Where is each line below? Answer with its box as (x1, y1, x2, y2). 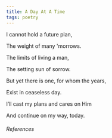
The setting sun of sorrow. (6, 65, 71, 72)
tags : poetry (6, 14, 39, 20)
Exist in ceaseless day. (6, 88, 62, 96)
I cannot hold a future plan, (6, 30, 73, 38)
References (6, 125, 35, 133)
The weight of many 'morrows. (6, 42, 82, 50)
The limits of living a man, (6, 54, 70, 61)
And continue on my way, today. (6, 112, 85, 119)
